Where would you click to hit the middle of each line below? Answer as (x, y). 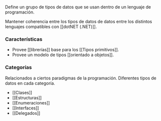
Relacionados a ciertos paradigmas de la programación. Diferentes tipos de (81, 78)
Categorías (19, 67)
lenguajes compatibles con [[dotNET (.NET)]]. (51, 27)
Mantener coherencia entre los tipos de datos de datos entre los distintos (79, 22)
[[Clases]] (22, 92)
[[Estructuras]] (27, 98)
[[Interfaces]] (25, 108)
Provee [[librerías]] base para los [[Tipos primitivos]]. (66, 50)
